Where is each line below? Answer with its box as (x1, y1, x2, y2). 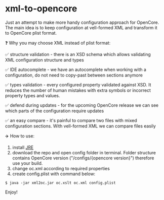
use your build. (12, 160, 43, 166)
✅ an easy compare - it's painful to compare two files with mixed (5, 117, 137, 123)
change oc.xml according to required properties (12, 165, 110, 171)
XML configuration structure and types (5, 57, 84, 63)
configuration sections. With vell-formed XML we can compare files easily (5, 123, 156, 129)
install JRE (12, 144, 34, 150)
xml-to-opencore (5, 3, 78, 14)
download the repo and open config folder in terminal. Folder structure (12, 149, 156, 155)
